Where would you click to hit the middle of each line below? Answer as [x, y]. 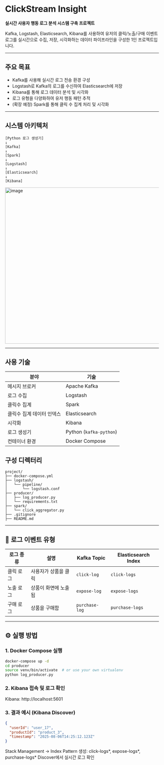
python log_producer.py [29, 675]
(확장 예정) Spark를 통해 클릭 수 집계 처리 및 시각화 [61, 104]
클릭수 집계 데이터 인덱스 [34, 414]
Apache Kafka [82, 386]
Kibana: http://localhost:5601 [34, 699]
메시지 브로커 [22, 387]
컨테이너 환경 [22, 441]
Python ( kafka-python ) [92, 432]
